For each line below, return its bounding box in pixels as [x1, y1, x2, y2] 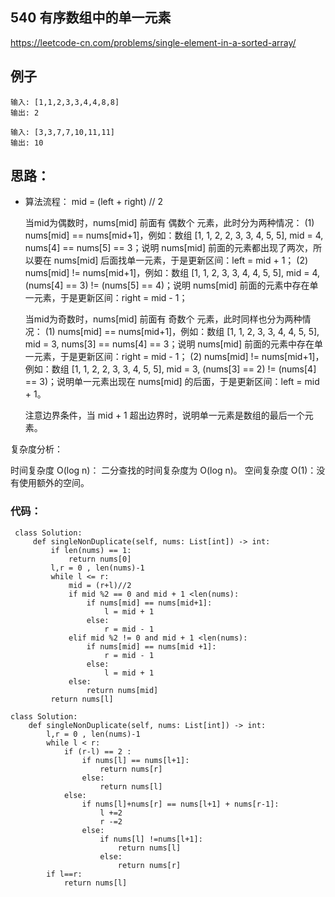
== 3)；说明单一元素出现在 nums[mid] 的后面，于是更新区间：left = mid [24, 376, 320, 388]
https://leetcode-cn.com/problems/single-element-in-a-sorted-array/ [10, 36, 297, 48]
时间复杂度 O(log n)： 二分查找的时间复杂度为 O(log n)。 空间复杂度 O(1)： [10, 464, 317, 477]
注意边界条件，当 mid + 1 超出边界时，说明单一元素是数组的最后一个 [24, 409, 305, 422]
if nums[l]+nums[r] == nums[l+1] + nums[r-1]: [81, 799, 280, 809]
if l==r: [46, 869, 83, 879]
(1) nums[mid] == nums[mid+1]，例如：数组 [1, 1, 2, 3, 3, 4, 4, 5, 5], [44, 326, 320, 338]
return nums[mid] [86, 685, 159, 695]
